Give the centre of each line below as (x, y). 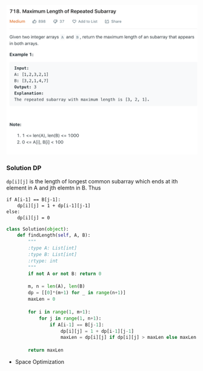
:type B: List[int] (53, 255)
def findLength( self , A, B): (54, 235)
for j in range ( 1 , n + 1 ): (70, 318)
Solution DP (24, 168)
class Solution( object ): (38, 229)
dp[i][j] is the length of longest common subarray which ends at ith (92, 181)
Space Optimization (40, 362)
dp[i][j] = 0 (34, 218)
